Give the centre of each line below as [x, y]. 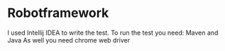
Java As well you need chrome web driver [68, 40]
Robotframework [58, 13]
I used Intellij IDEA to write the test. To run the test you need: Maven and [113, 33]
